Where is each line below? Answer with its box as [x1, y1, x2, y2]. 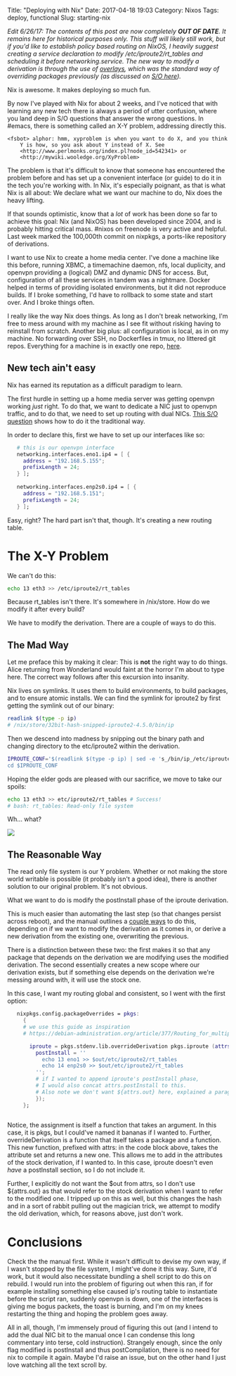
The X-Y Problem [7, 548, 109, 564]
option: [7, 996, 28, 1006]
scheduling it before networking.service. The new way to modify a [7, 57, 199, 65]
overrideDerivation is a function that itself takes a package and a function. [7, 1136, 221, 1144]
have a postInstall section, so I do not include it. [7, 1165, 145, 1175]
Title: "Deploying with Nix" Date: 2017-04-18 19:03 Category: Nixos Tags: [7, 6, 219, 14]
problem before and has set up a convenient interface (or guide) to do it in [7, 174, 222, 182]
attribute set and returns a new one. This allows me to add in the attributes [7, 1151, 223, 1159]
